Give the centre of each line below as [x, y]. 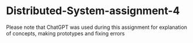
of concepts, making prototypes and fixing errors [65, 33]
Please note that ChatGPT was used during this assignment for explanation [97, 27]
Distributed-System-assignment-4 [93, 11]
